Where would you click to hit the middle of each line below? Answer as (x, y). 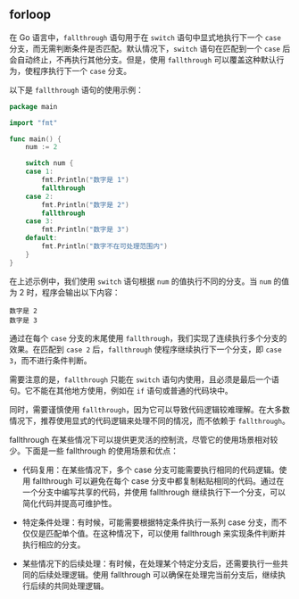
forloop (30, 15)
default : (42, 238)
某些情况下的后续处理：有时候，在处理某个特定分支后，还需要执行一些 (151, 563)
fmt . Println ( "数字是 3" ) (85, 230)
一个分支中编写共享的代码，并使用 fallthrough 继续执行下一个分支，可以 (154, 492)
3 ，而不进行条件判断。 (50, 360)
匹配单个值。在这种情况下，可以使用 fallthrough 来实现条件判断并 (166, 533)
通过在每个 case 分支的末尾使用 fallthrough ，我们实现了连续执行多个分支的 (148, 337)
